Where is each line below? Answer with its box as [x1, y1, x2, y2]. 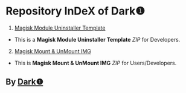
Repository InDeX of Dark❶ [5, 4, 146, 18]
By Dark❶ [5, 77, 43, 87]
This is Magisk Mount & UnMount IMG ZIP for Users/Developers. [14, 59, 177, 66]
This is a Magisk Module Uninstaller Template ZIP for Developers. [14, 36, 181, 43]
